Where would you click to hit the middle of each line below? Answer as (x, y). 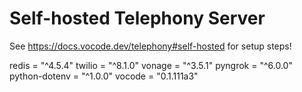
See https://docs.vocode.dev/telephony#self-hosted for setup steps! (150, 46)
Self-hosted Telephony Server (137, 18)
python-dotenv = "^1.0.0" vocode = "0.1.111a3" (104, 76)
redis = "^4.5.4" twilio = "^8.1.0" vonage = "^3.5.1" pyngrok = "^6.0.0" (151, 65)
